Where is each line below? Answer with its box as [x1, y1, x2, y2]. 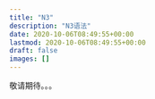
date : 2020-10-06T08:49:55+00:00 [9, 29, 134, 38]
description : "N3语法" [9, 21, 91, 30]
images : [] [9, 54, 50, 63]
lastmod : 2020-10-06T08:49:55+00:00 [9, 37, 146, 47]
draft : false [9, 46, 58, 55]
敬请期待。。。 [9, 80, 56, 90]
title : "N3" [9, 12, 54, 22]
